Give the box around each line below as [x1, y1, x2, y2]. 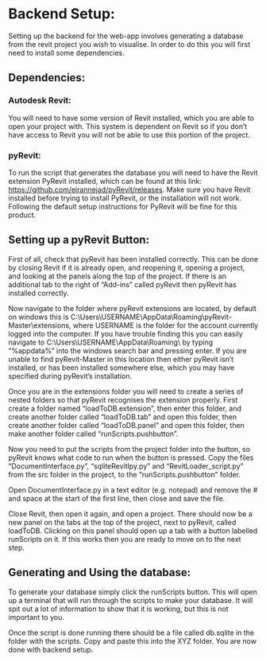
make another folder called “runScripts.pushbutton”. [8, 429, 179, 438]
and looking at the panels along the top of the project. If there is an [8, 271, 226, 281]
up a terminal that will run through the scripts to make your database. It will [8, 595, 253, 605]
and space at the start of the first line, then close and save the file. [8, 493, 226, 503]
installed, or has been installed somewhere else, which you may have [8, 363, 235, 372]
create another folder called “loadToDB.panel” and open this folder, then [8, 420, 245, 430]
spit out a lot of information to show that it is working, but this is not [8, 604, 229, 613]
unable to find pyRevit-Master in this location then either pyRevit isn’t [8, 354, 234, 364]
